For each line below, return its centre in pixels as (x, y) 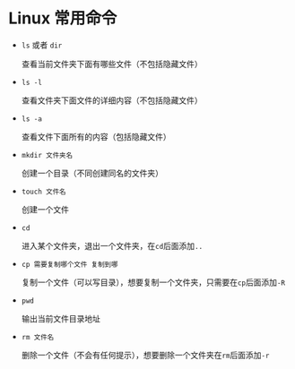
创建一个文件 (45, 209)
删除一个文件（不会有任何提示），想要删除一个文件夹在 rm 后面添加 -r (145, 355)
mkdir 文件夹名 (47, 155)
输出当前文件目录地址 (61, 318)
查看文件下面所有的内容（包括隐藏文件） (96, 136)
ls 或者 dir (42, 45)
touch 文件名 (43, 192)
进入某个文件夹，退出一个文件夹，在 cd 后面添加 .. (112, 245)
